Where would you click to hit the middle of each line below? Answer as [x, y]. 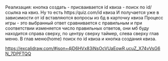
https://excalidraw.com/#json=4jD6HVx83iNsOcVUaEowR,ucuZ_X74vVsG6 [83, 48]
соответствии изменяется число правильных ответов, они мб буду [77, 28]
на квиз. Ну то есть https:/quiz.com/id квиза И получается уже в [91, 12]
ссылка [13, 12]
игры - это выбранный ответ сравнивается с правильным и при [74, 23]
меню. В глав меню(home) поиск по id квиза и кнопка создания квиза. [81, 39]
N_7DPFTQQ [18, 54]
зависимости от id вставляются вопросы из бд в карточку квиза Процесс [84, 18]
